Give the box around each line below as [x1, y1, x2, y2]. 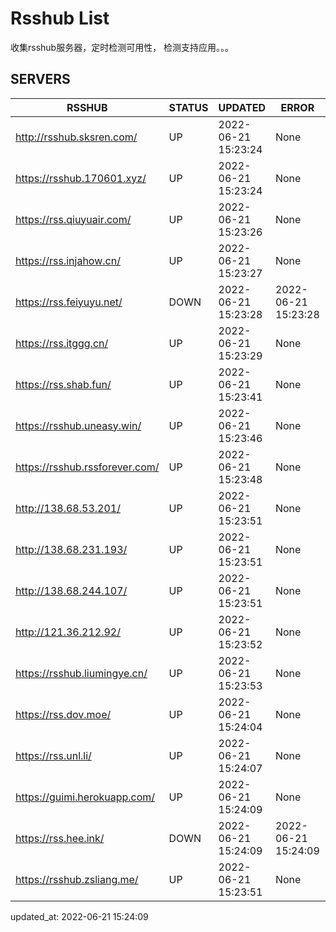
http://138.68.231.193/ [15, 542, 128, 556]
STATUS [168, 100, 209, 114]
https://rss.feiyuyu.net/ [15, 295, 123, 309]
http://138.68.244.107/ [15, 583, 128, 597]
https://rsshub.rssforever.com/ [15, 460, 160, 474]
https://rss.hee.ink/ [15, 831, 105, 845]
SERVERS [10, 71, 71, 88]
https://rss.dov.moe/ [15, 707, 112, 721]
